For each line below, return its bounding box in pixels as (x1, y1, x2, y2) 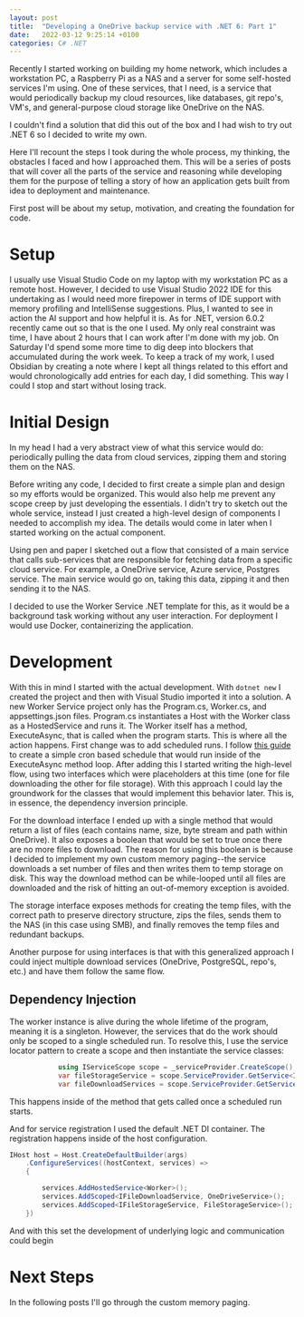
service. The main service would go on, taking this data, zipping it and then (9, 573, 290, 585)
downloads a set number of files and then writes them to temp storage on (9, 863, 283, 874)
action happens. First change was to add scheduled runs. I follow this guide (9, 740, 291, 751)
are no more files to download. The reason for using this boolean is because (9, 844, 294, 855)
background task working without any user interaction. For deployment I (9, 610, 279, 621)
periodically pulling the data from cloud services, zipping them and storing (9, 452, 287, 463)
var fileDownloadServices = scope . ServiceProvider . (57, 1079, 257, 1088)
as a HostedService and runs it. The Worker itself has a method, (9, 720, 248, 731)
